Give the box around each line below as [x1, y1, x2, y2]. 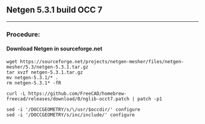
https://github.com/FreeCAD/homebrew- [28, 91, 127, 97]
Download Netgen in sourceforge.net [6, 45, 103, 52]
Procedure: [6, 30, 41, 38]
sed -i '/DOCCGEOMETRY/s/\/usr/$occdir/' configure [6, 106, 140, 112]
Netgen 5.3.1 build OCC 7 [6, 5, 103, 15]
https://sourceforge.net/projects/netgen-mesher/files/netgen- [20, 58, 184, 64]
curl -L [6, 91, 26, 97]
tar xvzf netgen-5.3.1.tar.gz [6, 69, 84, 75]
